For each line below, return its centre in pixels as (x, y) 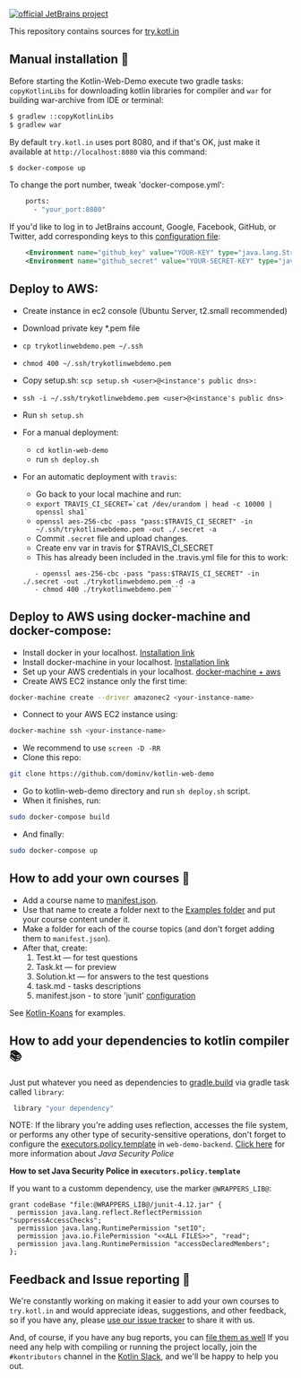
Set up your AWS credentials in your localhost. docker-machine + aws (151, 672)
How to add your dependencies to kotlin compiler (149, 1041)
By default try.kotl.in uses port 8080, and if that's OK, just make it (135, 142)
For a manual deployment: (70, 432)
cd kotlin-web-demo (72, 450)
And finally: (43, 835)
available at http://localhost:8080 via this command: (108, 152)
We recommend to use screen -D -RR (91, 748)
